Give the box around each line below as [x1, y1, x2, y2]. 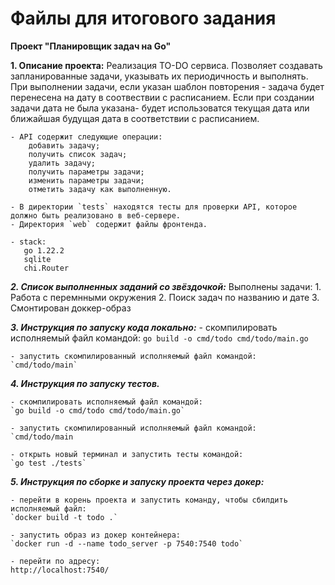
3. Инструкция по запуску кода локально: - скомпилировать [10, 321, 278, 333]
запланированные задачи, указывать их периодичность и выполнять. [10, 70, 309, 82]
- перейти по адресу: [10, 556, 101, 566]
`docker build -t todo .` [10, 512, 118, 522]
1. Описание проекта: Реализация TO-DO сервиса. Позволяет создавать [10, 59, 323, 71]
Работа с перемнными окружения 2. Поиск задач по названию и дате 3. [10, 291, 320, 303]
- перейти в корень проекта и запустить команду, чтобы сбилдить [10, 495, 288, 505]
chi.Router [23, 263, 70, 273]
